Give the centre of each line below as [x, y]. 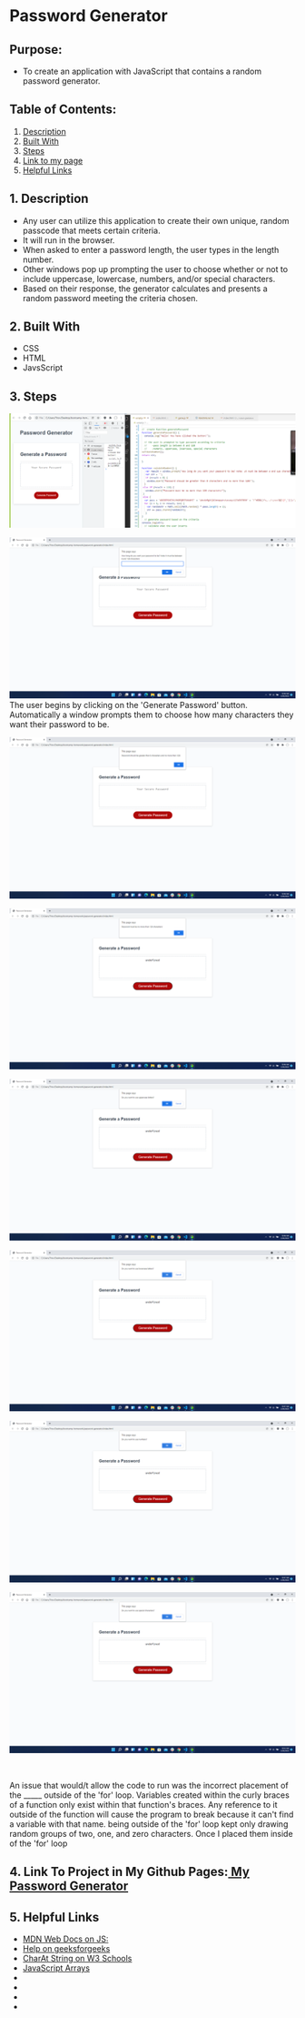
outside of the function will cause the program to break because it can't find [152, 1815]
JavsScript [43, 368]
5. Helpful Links [54, 1917]
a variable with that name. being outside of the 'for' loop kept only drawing [149, 1824]
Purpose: [36, 50]
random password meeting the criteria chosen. [110, 298]
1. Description [49, 199]
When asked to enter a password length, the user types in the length [151, 249]
